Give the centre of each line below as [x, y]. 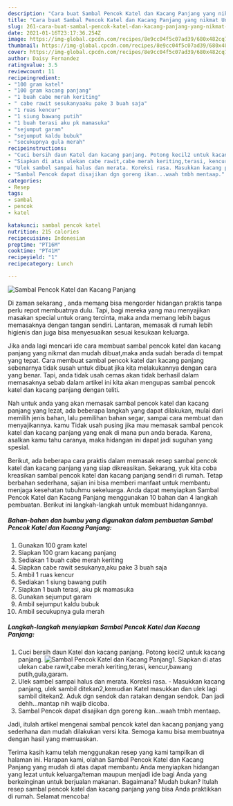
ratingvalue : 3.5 [33, 65]
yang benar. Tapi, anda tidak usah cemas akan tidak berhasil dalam [103, 375]
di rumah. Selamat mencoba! [49, 796]
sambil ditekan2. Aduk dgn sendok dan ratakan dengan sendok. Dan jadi [121, 696]
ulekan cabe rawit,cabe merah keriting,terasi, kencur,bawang [105, 666]
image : [17, 39]
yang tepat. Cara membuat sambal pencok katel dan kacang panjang [106, 360]
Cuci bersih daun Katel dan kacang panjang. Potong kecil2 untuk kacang [121, 652]
